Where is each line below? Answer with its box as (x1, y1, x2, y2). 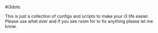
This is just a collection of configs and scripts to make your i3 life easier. (5, 13, 149, 19)
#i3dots (5, 4, 20, 10)
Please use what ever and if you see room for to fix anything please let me (5, 19, 154, 24)
